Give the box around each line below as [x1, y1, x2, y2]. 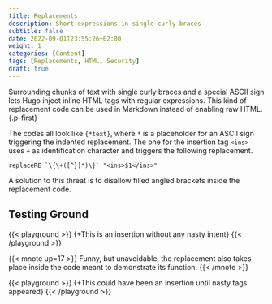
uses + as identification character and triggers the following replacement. [8, 145, 253, 155]
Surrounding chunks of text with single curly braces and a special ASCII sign [8, 87, 265, 96]
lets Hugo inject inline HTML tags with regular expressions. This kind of [8, 95, 247, 105]
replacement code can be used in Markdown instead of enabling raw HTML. [8, 104, 263, 113]
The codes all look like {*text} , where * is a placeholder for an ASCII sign [8, 128, 254, 138]
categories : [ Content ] [8, 49, 85, 58]
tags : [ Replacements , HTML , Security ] [8, 58, 140, 66]
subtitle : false [8, 27, 63, 35]
